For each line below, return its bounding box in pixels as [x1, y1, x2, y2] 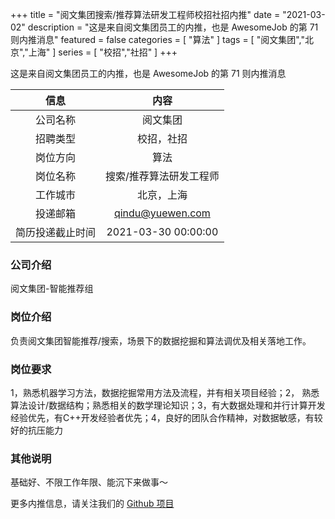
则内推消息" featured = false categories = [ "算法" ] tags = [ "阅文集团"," [10, 34, 305, 45]
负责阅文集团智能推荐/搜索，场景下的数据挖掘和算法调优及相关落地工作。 [10, 334, 312, 347]
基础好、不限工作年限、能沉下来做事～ [10, 476, 168, 488]
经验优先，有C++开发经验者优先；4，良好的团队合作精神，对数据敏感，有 [10, 411, 315, 423]
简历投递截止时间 [15, 226, 97, 239]
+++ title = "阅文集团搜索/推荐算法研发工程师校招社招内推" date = [10, 9, 281, 20]
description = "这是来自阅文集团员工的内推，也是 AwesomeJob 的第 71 [27, 21, 319, 33]
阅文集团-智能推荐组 [10, 283, 94, 295]
